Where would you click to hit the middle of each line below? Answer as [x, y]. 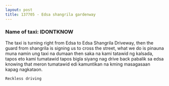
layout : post [19, 10]
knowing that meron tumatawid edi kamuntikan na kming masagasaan [78, 64]
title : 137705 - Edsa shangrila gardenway [50, 14]
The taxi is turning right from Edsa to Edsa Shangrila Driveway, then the [79, 42]
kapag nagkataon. [24, 69]
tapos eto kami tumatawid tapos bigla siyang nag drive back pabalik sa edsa [84, 58]
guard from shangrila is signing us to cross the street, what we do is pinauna [84, 48]
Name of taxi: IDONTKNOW [39, 32]
